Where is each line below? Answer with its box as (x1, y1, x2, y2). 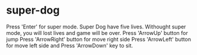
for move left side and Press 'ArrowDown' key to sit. (6, 42, 133, 49)
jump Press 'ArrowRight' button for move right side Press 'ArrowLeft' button (6, 35, 192, 43)
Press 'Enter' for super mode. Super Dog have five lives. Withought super (6, 23, 186, 30)
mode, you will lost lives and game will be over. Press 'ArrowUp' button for (6, 29, 189, 36)
